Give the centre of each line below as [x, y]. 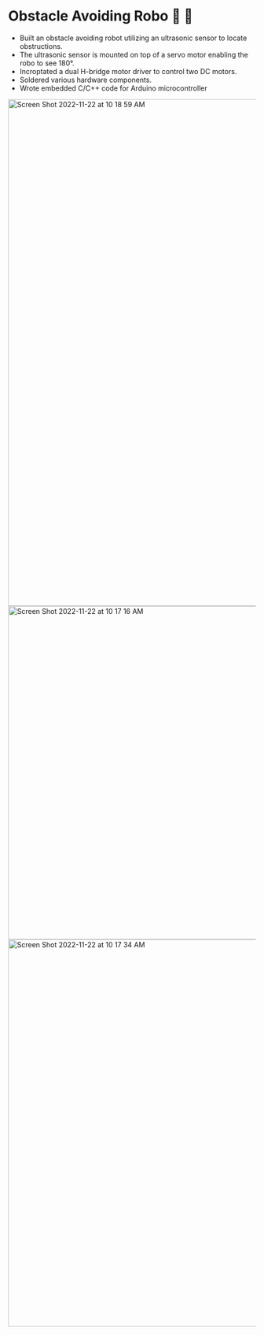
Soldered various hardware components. [85, 80]
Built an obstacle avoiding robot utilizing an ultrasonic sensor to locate [133, 38]
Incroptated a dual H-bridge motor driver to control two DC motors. [128, 71]
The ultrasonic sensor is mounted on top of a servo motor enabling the [134, 54]
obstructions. [41, 46]
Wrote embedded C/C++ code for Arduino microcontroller [113, 88]
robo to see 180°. [47, 63]
